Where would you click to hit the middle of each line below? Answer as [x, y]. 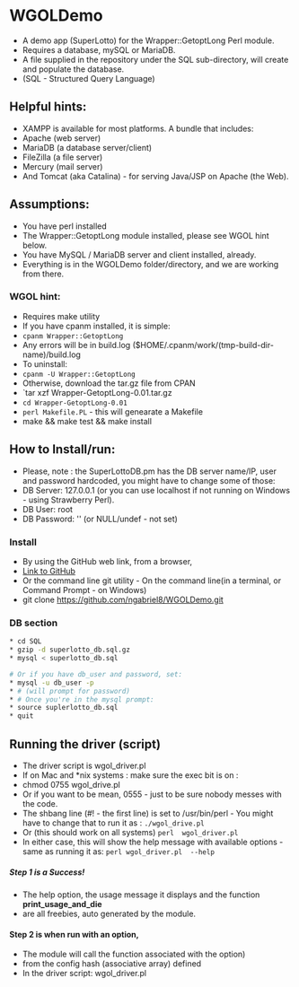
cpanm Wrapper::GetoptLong [73, 336]
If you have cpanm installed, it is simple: [96, 326]
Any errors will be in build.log [76, 345]
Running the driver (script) [85, 744]
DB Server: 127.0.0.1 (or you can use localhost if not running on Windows [156, 490]
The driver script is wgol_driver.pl [84, 765]
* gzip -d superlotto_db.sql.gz [70, 650]
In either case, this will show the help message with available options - [153, 842]
